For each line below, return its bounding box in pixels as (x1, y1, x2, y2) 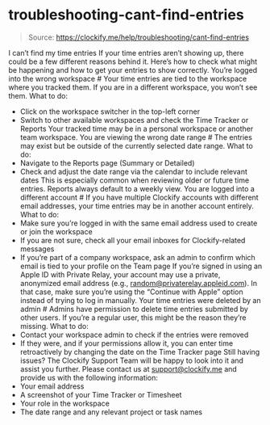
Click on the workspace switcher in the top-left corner (19, 107, 200, 116)
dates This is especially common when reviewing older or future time (19, 175, 250, 185)
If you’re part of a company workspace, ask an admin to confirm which (19, 252, 255, 262)
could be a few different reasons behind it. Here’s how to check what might (8, 57, 258, 66)
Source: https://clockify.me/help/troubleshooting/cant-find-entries (27, 32, 250, 42)
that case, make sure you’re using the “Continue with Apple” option (19, 287, 243, 297)
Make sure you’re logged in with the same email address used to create (19, 218, 258, 228)
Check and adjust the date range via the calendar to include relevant (19, 166, 248, 176)
